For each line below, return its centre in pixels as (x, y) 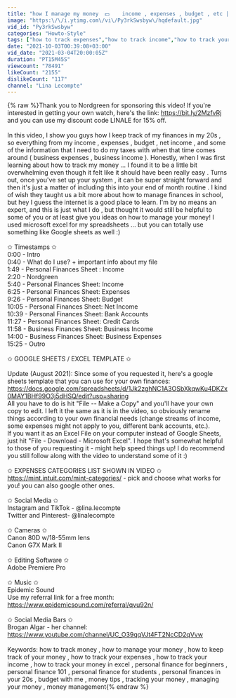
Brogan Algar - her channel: (47, 627)
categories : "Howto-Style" (47, 33)
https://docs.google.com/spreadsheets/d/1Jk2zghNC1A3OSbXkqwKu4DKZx (118, 389)
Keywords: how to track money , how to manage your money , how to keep (116, 650)
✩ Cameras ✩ (27, 530)
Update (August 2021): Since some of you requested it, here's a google (110, 374)
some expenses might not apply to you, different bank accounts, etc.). (109, 426)
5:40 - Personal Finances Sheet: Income (66, 284)
